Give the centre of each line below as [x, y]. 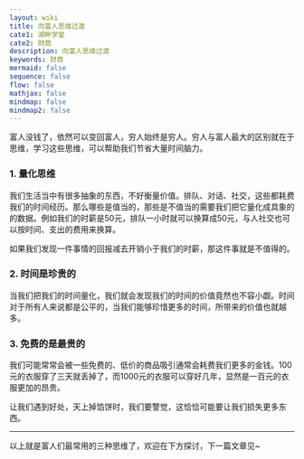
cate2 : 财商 [30, 43]
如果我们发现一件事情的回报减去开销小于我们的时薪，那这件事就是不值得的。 [152, 248]
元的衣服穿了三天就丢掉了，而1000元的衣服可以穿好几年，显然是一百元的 [146, 377]
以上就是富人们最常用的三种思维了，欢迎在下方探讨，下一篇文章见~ [135, 446]
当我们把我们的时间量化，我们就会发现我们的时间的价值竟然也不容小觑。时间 [152, 295]
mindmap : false [38, 102]
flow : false [32, 85]
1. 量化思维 [33, 174]
